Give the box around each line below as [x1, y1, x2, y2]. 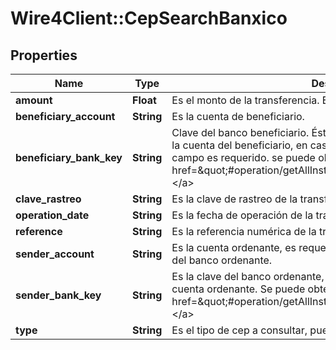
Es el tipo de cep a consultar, [171, 323, 308, 337]
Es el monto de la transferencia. [171, 93, 320, 107]
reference [15, 225, 63, 238]
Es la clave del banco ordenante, [171, 270, 325, 283]
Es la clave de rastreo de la [171, 192, 298, 206]
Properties [10, 47, 78, 64]
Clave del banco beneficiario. [171, 126, 310, 139]
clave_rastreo [15, 192, 82, 206]
